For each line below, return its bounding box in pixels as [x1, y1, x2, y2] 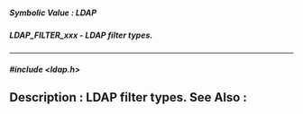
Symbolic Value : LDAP [9, 7, 97, 18]
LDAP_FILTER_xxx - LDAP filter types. [9, 30, 153, 40]
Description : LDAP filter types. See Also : [9, 90, 248, 105]
